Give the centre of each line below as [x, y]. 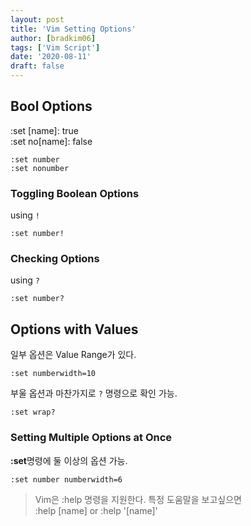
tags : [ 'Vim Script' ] [55, 47]
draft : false [37, 66]
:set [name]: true [44, 130]
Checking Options [55, 259]
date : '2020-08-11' [51, 57]
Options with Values [74, 329]
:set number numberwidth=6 [66, 479]
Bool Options [51, 106]
